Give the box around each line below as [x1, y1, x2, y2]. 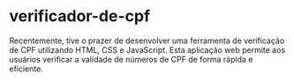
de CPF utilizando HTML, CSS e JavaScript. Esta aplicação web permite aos [9, 44, 285, 55]
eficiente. [9, 63, 44, 74]
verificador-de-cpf [9, 6, 151, 26]
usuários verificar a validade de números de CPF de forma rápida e [9, 54, 253, 64]
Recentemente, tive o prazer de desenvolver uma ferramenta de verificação [9, 35, 285, 46]
